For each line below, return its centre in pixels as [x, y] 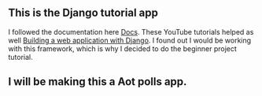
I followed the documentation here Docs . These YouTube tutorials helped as [131, 31]
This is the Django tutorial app [83, 13]
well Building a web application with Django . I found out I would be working [130, 40]
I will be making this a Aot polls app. [98, 82]
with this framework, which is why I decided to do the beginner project [123, 48]
